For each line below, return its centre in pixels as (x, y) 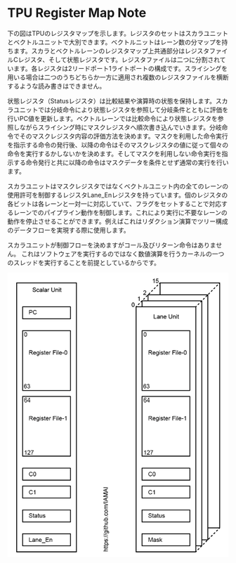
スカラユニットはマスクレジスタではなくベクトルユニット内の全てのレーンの (118, 186)
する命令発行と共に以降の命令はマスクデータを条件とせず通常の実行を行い (121, 162)
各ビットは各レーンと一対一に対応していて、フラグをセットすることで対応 (114, 203)
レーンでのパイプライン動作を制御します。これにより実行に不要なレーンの (120, 212)
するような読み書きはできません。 (57, 86)
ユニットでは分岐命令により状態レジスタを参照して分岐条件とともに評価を (121, 110)
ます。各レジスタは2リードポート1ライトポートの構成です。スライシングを (120, 68)
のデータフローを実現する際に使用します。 (68, 230)
